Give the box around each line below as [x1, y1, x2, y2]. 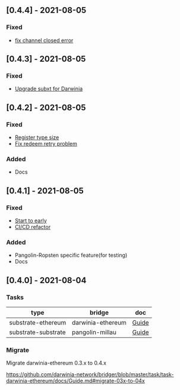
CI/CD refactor [14, 224, 51, 231]
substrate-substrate [9, 328, 66, 336]
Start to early [14, 217, 48, 224]
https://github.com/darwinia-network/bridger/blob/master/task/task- [6, 371, 174, 378]
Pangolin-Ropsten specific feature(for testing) [14, 251, 128, 259]
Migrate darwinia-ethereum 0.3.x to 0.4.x [6, 360, 107, 367]
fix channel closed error [14, 36, 74, 44]
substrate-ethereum [9, 319, 67, 327]
